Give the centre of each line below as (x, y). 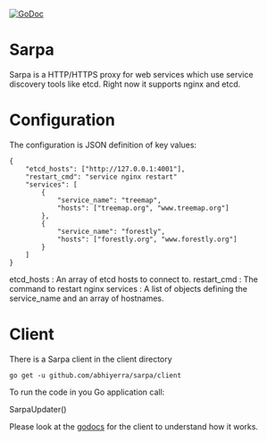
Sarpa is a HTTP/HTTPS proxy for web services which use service (131, 74)
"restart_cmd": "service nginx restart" (101, 177)
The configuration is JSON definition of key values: (103, 145)
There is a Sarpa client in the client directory (91, 359)
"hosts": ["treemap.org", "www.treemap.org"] (143, 208)
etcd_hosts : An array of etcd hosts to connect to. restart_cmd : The (134, 279)
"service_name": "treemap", (109, 200)
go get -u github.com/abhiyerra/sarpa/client (95, 375)
